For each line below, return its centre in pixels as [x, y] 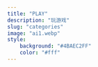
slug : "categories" [35, 27]
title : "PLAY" [28, 14]
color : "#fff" [40, 53]
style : [17, 40]
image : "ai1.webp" [34, 33]
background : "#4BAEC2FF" [56, 46]
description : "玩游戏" [39, 20]
